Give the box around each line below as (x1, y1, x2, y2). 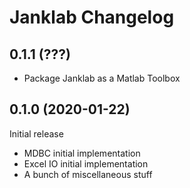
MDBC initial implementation (23, 147, 141, 159)
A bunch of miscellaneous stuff (23, 168, 153, 180)
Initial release (9, 127, 64, 140)
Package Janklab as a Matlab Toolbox (23, 72, 181, 84)
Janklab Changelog (9, 6, 175, 29)
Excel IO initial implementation (23, 157, 149, 170)
